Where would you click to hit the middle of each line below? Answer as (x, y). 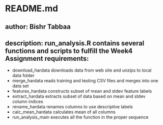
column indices (27, 101)
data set (20, 86)
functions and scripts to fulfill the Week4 (69, 51)
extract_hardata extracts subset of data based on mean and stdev (79, 97)
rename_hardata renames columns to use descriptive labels (72, 107)
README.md (32, 9)
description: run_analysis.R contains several (75, 43)
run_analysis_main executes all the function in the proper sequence (80, 117)
